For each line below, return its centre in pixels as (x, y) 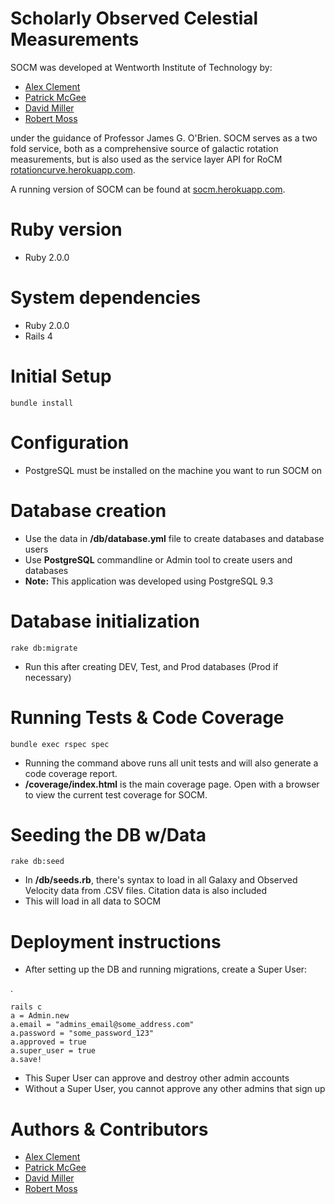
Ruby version (66, 229)
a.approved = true (48, 1042)
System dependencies (105, 298)
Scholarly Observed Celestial (134, 18)
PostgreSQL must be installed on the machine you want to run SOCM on (173, 470)
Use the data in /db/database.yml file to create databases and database (174, 538)
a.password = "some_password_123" (82, 1033)
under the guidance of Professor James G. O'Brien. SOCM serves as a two (164, 138)
